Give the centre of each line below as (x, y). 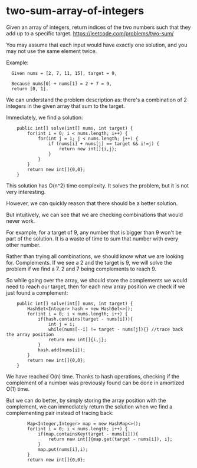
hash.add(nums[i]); (61, 350)
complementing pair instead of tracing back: (60, 413)
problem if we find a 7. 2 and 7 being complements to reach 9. (81, 269)
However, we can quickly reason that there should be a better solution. (92, 203)
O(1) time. (18, 389)
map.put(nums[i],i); (63, 449)
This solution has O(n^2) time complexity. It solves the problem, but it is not (98, 185)
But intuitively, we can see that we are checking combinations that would (95, 215)
